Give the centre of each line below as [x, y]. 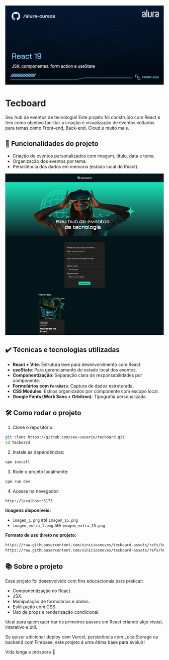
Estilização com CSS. [34, 607]
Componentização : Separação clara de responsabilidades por [77, 375]
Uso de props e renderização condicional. [56, 612]
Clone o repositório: [33, 427]
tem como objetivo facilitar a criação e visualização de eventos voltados [80, 122]
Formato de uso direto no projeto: [41, 535]
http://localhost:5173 [29, 501]
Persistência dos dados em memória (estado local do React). [76, 166]
